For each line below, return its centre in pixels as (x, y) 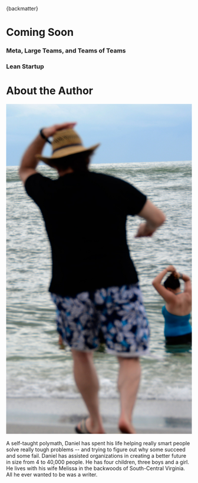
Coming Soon (40, 32)
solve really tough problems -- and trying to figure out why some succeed (96, 449)
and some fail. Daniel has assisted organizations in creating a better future (96, 455)
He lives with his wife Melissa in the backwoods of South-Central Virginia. (96, 468)
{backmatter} (22, 9)
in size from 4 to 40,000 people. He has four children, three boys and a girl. (98, 462)
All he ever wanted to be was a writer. (52, 474)
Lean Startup (25, 67)
